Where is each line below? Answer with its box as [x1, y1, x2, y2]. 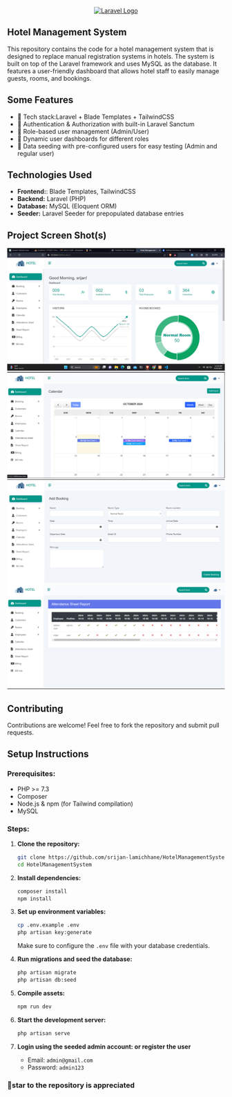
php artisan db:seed [17, 977, 77, 984]
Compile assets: [17, 989, 66, 997]
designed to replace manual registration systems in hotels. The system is [7, 52, 215, 60]
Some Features [7, 94, 74, 106]
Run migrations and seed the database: [17, 955, 133, 963]
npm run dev [17, 1003, 52, 1010]
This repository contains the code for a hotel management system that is [7, 45, 214, 53]
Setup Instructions [7, 748, 89, 760]
